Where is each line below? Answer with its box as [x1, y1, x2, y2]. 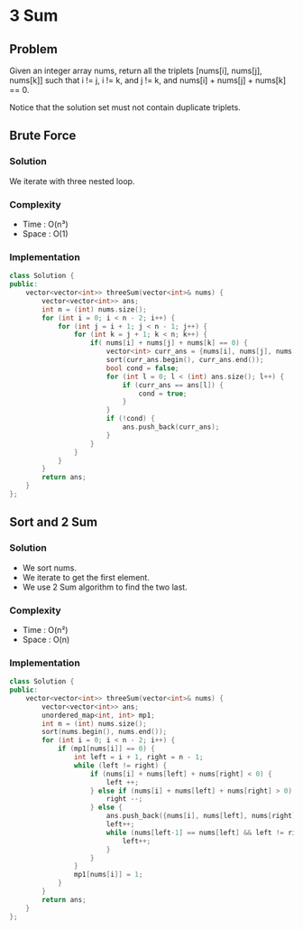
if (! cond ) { [106, 414, 155, 423]
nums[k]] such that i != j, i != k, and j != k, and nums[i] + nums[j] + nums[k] [9, 75, 287, 86]
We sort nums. [22, 562, 78, 573]
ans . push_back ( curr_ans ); [122, 423, 220, 432]
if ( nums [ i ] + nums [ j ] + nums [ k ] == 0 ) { [89, 339, 248, 348]
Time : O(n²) [22, 624, 69, 635]
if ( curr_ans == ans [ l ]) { [122, 380, 224, 389]
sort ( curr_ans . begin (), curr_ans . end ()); [106, 356, 264, 365]
